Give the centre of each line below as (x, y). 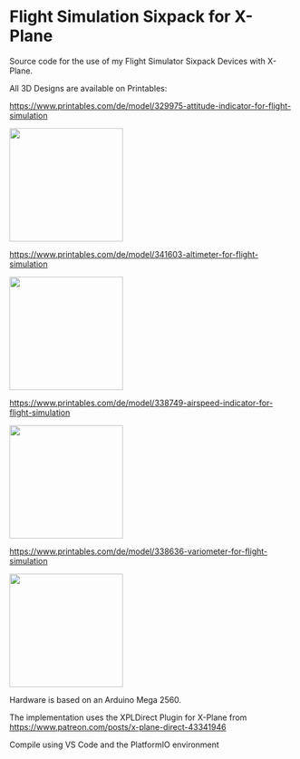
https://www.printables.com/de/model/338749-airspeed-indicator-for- (141, 403)
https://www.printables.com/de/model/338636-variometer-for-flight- (139, 551)
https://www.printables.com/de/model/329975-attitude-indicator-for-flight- (150, 105)
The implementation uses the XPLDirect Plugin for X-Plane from (128, 717)
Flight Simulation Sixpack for (120, 17)
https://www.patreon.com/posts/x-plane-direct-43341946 (118, 726)
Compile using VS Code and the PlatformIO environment (114, 744)
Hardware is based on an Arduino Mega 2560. (96, 699)
